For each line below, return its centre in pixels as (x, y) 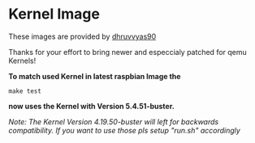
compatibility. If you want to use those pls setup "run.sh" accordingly (125, 130)
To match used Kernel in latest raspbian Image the (95, 76)
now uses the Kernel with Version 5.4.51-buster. (91, 106)
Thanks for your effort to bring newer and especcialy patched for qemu (128, 52)
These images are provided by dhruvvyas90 (82, 36)
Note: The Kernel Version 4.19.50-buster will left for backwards (114, 121)
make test (25, 91)
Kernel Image (54, 14)
